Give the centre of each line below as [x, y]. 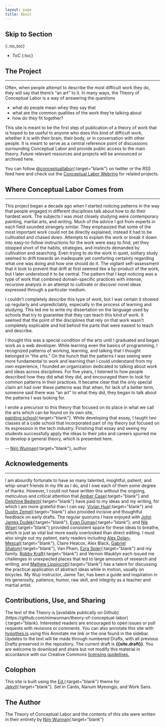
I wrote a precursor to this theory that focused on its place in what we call [80, 407]
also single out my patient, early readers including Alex [61, 538]
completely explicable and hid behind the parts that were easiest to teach [79, 325]
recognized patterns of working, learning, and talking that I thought [73, 350]
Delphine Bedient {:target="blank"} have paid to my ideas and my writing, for [82, 501]
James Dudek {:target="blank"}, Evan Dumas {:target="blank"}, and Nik [77, 522]
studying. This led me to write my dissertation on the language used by [77, 310]
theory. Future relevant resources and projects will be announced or [74, 154]
